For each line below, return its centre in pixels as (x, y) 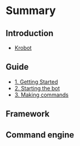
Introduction (30, 33)
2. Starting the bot (37, 88)
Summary (31, 11)
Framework (28, 114)
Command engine (40, 135)
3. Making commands (42, 95)
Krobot (23, 48)
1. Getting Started (36, 82)
